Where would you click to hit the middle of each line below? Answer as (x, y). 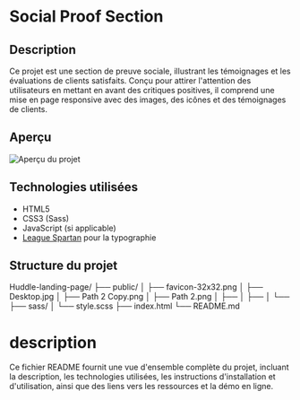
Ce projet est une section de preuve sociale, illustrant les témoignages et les (150, 71)
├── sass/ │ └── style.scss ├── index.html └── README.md (124, 306)
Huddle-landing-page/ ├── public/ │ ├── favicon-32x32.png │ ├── (136, 287)
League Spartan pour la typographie (89, 237)
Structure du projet (64, 266)
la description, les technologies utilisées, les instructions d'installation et (142, 377)
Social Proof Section (86, 17)
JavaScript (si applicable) (69, 228)
